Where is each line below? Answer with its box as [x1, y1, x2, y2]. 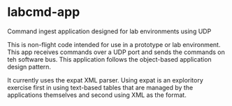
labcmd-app [7, 4, 80, 20]
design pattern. [7, 62, 51, 71]
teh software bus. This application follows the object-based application [7, 55, 212, 63]
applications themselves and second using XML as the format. [7, 91, 187, 99]
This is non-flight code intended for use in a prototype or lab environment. [7, 40, 221, 48]
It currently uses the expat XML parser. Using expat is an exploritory [7, 76, 204, 84]
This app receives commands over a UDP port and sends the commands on [7, 48, 225, 56]
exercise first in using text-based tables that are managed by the [7, 83, 194, 91]
